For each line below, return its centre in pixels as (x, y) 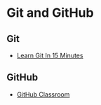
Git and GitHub (50, 13)
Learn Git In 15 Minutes (50, 55)
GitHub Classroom (43, 94)
